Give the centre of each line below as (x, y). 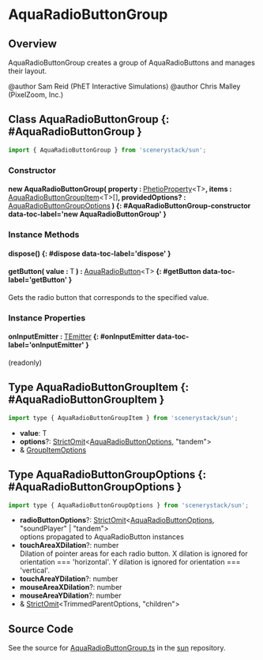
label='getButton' (38, 280)
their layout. (28, 71)
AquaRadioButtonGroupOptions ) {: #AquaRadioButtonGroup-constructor (130, 206)
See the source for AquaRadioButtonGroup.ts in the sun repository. (117, 648)
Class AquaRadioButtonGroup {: (89, 120)
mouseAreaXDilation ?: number (71, 587)
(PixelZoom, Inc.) (36, 95)
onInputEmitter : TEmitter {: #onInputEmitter (82, 336)
